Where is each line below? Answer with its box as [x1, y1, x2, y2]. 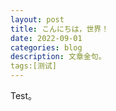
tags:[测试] [10, 61, 57, 71]
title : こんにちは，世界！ [10, 24, 110, 34]
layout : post [10, 14, 65, 25]
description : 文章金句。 [10, 52, 107, 62]
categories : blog [10, 42, 83, 53]
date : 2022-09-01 [10, 33, 83, 43]
